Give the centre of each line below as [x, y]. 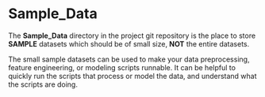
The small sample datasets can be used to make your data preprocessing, [129, 59]
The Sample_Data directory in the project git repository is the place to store [132, 35]
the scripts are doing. [43, 84]
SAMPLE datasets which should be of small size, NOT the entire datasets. [129, 43]
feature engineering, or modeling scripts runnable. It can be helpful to [122, 67]
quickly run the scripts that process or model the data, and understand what [132, 76]
